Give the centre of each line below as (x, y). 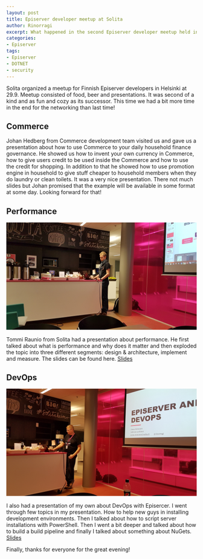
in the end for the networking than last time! (61, 107)
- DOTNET (17, 63)
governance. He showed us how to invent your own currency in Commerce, (100, 153)
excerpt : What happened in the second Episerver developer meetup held (98, 32)
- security (20, 70)
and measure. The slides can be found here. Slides (69, 358)
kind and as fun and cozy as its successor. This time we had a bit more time (101, 101)
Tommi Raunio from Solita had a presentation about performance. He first (98, 339)
